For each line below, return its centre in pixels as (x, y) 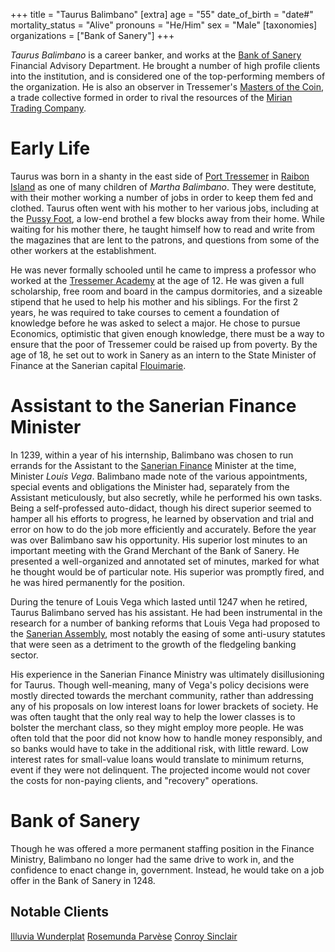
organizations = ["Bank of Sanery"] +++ (92, 35)
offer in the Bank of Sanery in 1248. (83, 880)
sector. (24, 655)
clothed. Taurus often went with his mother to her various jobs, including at (165, 208)
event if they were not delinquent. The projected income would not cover (160, 770)
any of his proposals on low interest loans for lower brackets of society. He (164, 706)
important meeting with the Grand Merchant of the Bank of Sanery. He (155, 550)
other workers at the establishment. (83, 250)
